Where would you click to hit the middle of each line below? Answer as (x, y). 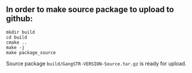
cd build (17, 37)
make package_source (31, 53)
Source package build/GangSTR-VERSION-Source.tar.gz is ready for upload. (96, 63)
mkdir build (20, 32)
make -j (15, 47)
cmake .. (17, 42)
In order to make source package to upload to (90, 10)
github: (20, 19)
